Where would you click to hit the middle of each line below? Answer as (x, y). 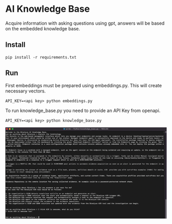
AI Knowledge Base (48, 9)
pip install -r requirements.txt (41, 57)
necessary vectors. (26, 91)
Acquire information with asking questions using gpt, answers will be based (85, 23)
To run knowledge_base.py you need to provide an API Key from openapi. (83, 110)
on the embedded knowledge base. (43, 28)
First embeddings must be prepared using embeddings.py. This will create (84, 85)
